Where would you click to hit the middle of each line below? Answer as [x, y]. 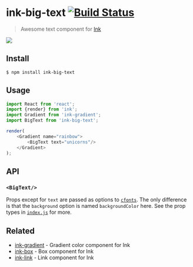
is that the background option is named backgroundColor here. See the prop [96, 206]
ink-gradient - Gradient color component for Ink [72, 245]
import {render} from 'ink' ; [42, 109]
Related [21, 231]
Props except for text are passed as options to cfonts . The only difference [96, 200]
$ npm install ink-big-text [41, 72]
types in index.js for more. [39, 212]
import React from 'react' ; [41, 104]
